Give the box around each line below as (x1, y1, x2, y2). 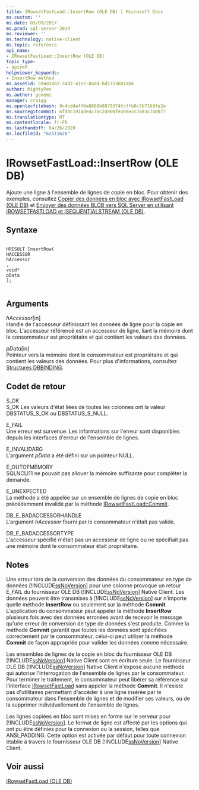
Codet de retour (6, 381, 67, 391)
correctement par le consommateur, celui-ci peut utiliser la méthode (6, 633, 173, 640)
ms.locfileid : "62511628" (6, 131, 70, 137)
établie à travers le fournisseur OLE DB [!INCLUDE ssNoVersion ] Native (6, 738, 179, 745)
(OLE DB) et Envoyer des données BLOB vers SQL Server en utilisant (6, 201, 174, 209)
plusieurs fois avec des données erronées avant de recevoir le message (6, 614, 182, 621)
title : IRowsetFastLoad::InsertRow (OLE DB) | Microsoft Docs (6, 8, 163, 15)
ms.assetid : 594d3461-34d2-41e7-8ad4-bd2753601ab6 (6, 81, 134, 87)
